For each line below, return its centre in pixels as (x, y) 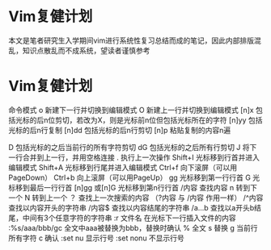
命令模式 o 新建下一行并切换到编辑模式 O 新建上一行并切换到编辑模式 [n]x (131, 110)
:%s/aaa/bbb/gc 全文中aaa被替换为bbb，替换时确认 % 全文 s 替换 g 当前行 (133, 227)
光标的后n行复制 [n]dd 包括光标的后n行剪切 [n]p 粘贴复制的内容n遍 (120, 130)
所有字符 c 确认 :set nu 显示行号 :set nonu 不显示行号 (96, 238)
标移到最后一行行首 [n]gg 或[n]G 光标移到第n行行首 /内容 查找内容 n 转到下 (133, 187)
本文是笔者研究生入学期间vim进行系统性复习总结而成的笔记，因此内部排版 (131, 40)
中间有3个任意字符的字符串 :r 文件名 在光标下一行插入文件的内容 (129, 218)
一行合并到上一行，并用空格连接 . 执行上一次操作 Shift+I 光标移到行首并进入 (134, 157)
